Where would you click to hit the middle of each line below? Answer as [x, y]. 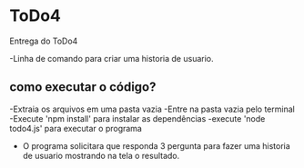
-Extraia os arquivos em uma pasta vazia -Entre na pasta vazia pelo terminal [152, 109]
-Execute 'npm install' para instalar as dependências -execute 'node [137, 118]
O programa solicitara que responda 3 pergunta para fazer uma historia [157, 145]
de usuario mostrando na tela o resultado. [101, 155]
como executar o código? [83, 87]
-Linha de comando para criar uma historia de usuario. [111, 58]
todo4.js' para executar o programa [76, 128]
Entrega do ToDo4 [44, 41]
